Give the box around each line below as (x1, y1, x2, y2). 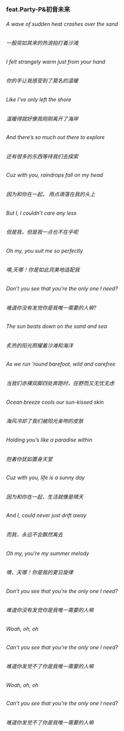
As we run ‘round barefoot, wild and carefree (6, 360, 116, 368)
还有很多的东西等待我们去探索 (6, 153, 78, 160)
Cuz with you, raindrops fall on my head (6, 172, 103, 179)
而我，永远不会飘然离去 (6, 531, 63, 538)
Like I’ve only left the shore (6, 96, 72, 103)
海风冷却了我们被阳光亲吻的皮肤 (6, 417, 83, 424)
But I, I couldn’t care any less (6, 209, 77, 217)
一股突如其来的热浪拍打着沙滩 (6, 40, 78, 47)
